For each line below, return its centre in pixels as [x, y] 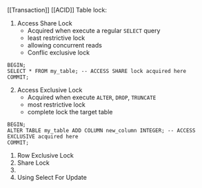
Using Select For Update [52, 177]
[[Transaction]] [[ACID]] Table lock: [57, 10]
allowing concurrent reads [64, 45]
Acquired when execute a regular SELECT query [94, 31]
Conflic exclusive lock [59, 52]
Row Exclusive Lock [46, 155]
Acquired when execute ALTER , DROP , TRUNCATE [92, 97]
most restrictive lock [57, 105]
